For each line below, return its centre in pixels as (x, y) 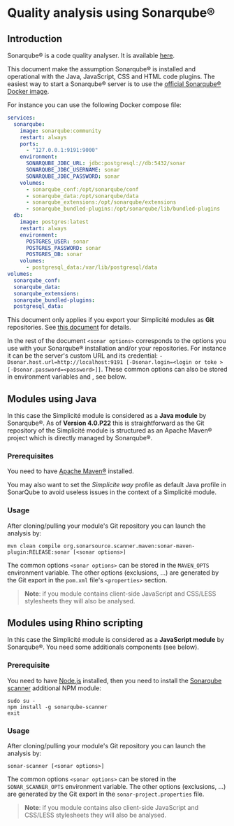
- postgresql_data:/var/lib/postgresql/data (92, 267)
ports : (29, 144)
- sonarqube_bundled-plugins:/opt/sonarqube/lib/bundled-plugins (123, 209)
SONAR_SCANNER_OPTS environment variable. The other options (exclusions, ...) (117, 787)
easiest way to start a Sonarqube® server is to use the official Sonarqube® (114, 84)
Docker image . (28, 91)
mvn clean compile (34, 546)
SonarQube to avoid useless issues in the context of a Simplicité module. (112, 492)
